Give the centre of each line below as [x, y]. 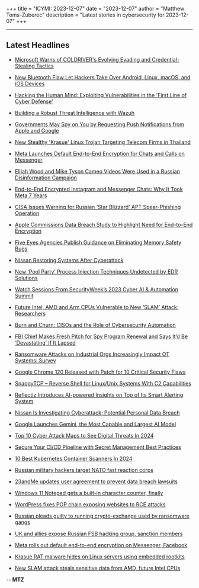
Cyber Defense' [34, 101]
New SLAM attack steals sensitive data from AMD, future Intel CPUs [97, 568]
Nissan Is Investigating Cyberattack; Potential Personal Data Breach [97, 412]
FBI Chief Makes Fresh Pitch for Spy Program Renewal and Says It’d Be [101, 336]
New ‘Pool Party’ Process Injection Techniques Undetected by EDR [96, 271]
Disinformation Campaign [46, 178]
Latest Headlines [38, 45]
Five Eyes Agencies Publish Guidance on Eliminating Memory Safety [98, 242]
